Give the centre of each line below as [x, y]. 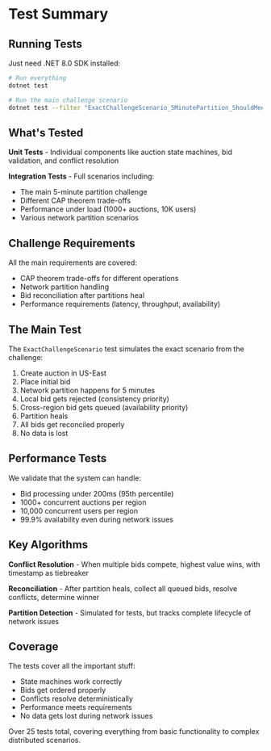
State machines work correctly [71, 682]
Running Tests [45, 44]
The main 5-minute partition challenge [83, 192]
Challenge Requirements [72, 243]
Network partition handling [65, 287]
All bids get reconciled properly [72, 424]
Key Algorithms [48, 545]
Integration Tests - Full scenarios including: [81, 176]
